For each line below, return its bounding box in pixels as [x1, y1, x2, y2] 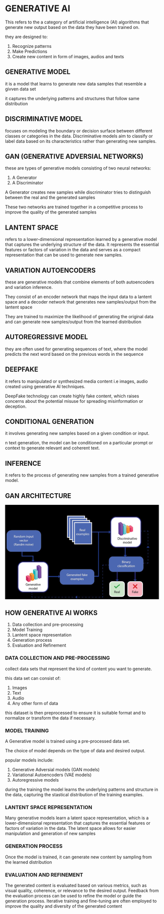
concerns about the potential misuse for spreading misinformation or [5, 398, 143, 404]
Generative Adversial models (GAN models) [12, 767, 100, 773]
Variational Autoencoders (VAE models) [12, 772, 92, 778]
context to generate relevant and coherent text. [5, 445, 100, 451]
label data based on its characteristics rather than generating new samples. [5, 138, 157, 144]
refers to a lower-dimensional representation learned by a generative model [5, 237, 157, 242]
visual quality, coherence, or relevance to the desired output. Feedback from [5, 888, 159, 893]
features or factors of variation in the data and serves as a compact [5, 247, 141, 253]
